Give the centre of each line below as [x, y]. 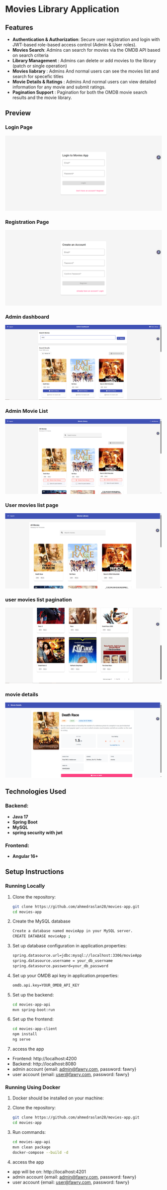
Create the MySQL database [41, 921]
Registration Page [27, 222]
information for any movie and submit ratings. [59, 87]
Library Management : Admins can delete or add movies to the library [84, 60]
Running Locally [25, 886]
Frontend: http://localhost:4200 [44, 1059]
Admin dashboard [27, 317]
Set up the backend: [33, 995]
